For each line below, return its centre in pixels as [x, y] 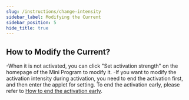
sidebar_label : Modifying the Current [54, 17]
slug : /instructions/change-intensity [54, 11]
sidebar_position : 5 [31, 22]
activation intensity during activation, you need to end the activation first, [95, 79]
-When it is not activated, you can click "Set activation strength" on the [92, 66]
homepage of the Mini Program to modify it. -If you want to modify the [91, 72]
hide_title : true [27, 28]
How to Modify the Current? [58, 51]
